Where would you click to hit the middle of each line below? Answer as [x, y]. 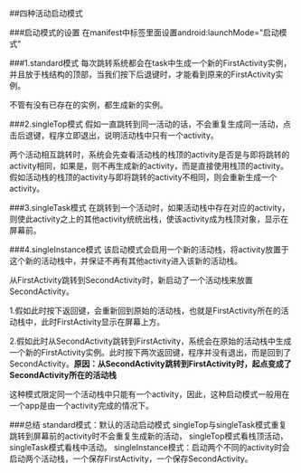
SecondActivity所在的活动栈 [63, 375]
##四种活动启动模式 [46, 13]
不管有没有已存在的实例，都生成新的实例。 [89, 105]
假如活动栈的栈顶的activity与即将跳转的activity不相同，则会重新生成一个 [143, 177]
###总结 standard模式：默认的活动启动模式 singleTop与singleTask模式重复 [148, 425]
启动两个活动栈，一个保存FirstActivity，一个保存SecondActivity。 [131, 459]
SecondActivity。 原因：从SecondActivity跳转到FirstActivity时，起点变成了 [150, 364]
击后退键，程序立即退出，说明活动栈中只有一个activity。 [114, 135]
